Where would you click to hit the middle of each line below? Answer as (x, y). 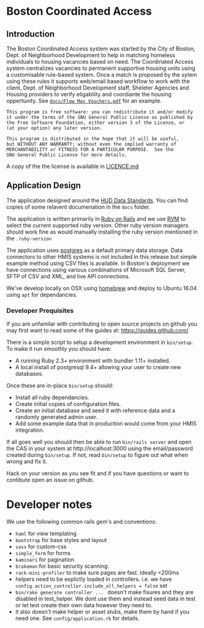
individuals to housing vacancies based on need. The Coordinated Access (100, 62)
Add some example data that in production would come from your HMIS (106, 424)
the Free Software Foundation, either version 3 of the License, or (96, 123)
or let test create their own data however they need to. (84, 605)
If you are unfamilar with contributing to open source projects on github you (102, 324)
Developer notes (49, 505)
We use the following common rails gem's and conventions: (82, 522)
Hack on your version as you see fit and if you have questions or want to (98, 473)
